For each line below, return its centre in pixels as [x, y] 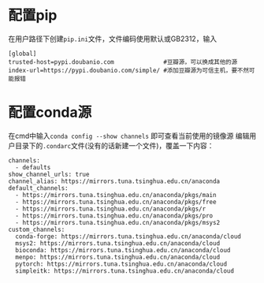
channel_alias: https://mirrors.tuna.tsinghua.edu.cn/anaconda [114, 181]
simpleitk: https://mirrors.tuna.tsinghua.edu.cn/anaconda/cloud [125, 271]
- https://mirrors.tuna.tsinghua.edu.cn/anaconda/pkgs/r [111, 209]
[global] [22, 54]
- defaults [33, 167]
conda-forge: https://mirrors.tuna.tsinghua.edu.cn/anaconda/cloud [128, 236]
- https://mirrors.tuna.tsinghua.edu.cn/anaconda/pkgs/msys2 [118, 222]
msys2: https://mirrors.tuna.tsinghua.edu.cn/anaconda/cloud [118, 243]
